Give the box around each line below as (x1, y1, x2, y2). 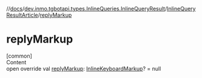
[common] (6, 52, 32, 59)
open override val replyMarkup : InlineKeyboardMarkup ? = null (6, 65, 161, 72)
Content (6, 58, 27, 65)
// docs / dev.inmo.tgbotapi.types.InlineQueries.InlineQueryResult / (6, 5, 167, 12)
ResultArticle (6, 11, 38, 19)
